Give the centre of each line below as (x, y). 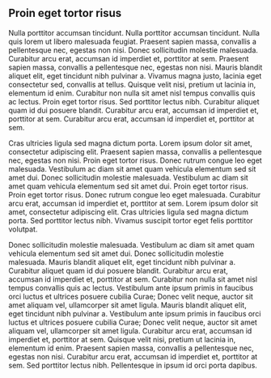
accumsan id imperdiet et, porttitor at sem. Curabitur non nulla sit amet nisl (133, 279)
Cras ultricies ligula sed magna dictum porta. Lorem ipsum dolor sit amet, (131, 143)
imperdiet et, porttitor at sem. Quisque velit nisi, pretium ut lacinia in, (122, 339)
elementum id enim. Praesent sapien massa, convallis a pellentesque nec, (131, 348)
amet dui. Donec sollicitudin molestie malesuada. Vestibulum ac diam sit (128, 177)
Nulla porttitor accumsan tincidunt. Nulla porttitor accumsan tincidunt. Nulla (134, 32)
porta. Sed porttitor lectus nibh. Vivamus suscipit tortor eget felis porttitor (131, 220)
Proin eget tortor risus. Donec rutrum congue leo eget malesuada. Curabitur (135, 194)
